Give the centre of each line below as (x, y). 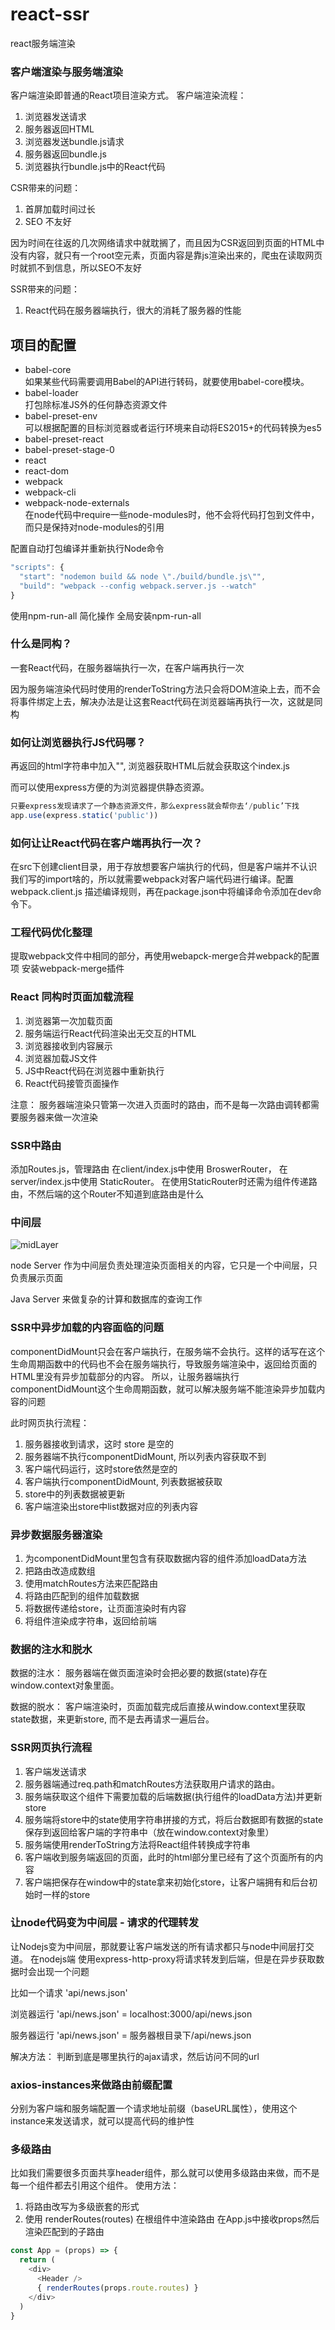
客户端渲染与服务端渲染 (66, 71)
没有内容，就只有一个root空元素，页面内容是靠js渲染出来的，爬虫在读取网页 (166, 255)
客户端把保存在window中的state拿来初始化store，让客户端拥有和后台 (167, 1882)
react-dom (46, 471)
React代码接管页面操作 (72, 1083)
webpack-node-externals (77, 503)
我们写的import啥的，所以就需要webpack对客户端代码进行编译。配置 (152, 879)
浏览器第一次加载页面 (68, 1020)
